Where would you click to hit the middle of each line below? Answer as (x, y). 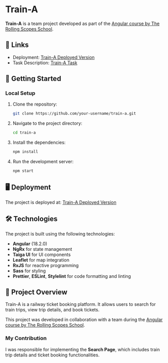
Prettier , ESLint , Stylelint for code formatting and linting (72, 276)
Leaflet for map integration (41, 260)
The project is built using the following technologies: (60, 234)
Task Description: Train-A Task (45, 63)
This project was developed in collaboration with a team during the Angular (84, 320)
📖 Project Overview (36, 292)
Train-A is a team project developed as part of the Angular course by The (82, 23)
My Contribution (26, 339)
